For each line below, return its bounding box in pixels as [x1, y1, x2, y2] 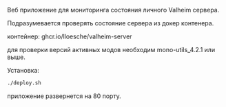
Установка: [7, 67, 40, 74]
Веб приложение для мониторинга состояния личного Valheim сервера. [7, 6, 220, 14]
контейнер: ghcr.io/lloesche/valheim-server [7, 32, 132, 40]
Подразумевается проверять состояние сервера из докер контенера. [7, 19, 214, 27]
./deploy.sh [7, 80, 41, 86]
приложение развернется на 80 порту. [7, 92, 122, 100]
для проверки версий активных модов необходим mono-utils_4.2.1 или [7, 46, 216, 53]
